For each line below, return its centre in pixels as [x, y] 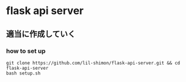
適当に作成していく [41, 34]
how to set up [26, 51]
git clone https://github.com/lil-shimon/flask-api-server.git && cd [93, 63]
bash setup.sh [24, 73]
